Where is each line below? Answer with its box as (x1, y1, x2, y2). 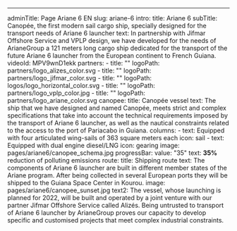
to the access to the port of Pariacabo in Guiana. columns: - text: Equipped (7, 126, 225, 135)
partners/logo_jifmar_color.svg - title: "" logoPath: (7, 74, 152, 82)
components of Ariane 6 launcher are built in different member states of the (7, 163, 227, 172)
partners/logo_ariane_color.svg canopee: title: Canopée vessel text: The (7, 96, 217, 104)
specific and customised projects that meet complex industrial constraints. (7, 216, 224, 224)
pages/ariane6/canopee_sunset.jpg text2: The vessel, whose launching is (7, 186, 221, 194)
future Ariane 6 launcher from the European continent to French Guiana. (7, 51, 217, 60)
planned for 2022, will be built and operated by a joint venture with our (7, 194, 212, 201)
